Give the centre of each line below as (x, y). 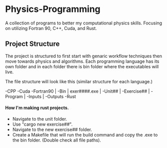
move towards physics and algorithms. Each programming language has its (82, 61)
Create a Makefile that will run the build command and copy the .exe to (85, 135)
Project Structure (32, 44)
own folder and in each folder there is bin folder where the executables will (82, 66)
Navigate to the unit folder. (40, 119)
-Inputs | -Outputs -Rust (51, 96)
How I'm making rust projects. (37, 108)
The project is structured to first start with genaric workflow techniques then (84, 56)
